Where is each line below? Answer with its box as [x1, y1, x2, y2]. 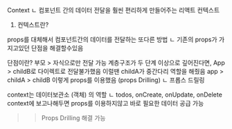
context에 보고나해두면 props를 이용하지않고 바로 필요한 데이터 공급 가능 [7, 99, 204, 107]
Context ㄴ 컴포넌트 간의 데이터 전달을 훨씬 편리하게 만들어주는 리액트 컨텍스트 [7, 6, 220, 14]
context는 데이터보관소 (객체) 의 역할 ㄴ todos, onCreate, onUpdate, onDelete [7, 90, 223, 99]
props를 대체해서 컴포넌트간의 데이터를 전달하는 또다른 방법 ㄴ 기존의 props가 [7, 35, 217, 43]
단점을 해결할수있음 [30, 44, 84, 52]
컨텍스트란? [17, 21, 49, 29]
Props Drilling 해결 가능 [41, 114, 106, 122]
